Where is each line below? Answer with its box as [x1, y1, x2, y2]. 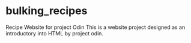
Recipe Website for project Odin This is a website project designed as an [5, 24, 186, 31]
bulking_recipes [5, 4, 88, 18]
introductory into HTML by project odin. [5, 29, 103, 37]
